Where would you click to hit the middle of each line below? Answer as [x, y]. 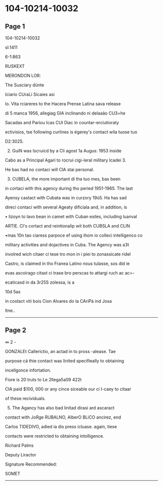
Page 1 [15, 26]
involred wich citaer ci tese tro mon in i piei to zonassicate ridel [68, 254]
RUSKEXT [15, 66]
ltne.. [10, 310]
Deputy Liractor [21, 454]
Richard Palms [19, 445]
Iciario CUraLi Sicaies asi [30, 94]
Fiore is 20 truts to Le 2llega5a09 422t [43, 379]
